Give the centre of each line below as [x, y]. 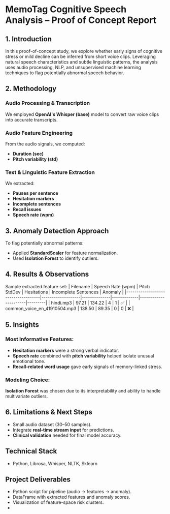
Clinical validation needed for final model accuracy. [67, 435]
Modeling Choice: [28, 380]
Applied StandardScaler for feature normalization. [65, 253]
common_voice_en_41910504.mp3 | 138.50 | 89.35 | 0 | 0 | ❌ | [70, 308]
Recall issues [27, 209]
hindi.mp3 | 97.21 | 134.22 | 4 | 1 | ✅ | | [91, 303]
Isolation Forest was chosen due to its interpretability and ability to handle [83, 390]
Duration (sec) [28, 154]
